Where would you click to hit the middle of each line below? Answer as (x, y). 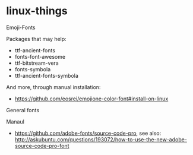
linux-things (37, 11)
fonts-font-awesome (40, 56)
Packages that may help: (36, 39)
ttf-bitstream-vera (37, 63)
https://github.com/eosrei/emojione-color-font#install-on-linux (91, 99)
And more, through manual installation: (53, 87)
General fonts (23, 110)
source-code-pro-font (42, 145)
